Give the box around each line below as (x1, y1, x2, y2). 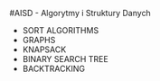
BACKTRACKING (22, 63, 86, 74)
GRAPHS (22, 35, 56, 45)
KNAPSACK (22, 44, 67, 55)
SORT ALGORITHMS (22, 25, 99, 35)
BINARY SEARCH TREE (22, 54, 108, 64)
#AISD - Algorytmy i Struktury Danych (9, 8, 151, 18)
